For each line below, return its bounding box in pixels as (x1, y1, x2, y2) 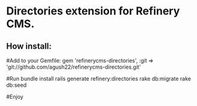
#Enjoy (6, 93, 23, 100)
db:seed (6, 81, 27, 89)
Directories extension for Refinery (6, 4, 180, 18)
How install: (6, 41, 52, 51)
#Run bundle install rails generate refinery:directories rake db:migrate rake (6, 75, 192, 82)
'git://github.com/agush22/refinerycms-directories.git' (6, 63, 142, 70)
